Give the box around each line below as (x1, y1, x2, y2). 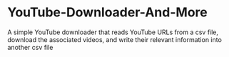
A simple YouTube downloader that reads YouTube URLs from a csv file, (7, 28, 219, 36)
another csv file (7, 43, 54, 51)
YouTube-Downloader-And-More (7, 4, 208, 21)
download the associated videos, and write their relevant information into (7, 35, 223, 43)
